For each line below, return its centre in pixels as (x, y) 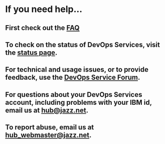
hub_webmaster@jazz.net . (48, 135)
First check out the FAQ (42, 28)
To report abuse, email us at (50, 127)
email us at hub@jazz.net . (47, 110)
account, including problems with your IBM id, (78, 102)
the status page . (31, 52)
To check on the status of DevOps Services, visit (83, 44)
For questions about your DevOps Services (74, 95)
